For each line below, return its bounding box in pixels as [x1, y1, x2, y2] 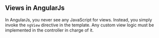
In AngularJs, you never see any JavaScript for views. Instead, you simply [5, 17, 152, 22]
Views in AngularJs [5, 4, 65, 12]
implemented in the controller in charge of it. [5, 27, 94, 33]
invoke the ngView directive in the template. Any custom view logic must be [5, 22, 154, 28]
